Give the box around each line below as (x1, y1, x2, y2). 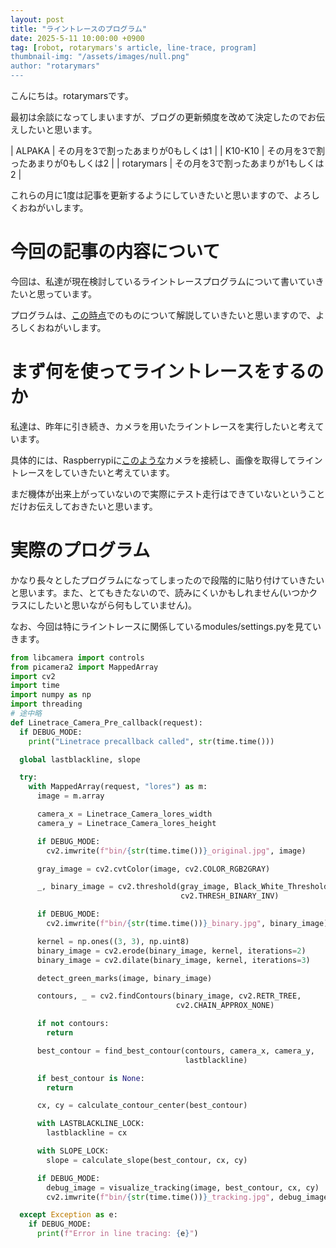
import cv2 (10, 671, 56, 681)
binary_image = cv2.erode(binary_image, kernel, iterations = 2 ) (36, 946, 307, 956)
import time (10, 681, 60, 691)
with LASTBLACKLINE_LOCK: (36, 1119, 145, 1129)
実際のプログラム (10, 539, 151, 562)
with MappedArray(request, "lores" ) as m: (28, 782, 208, 792)
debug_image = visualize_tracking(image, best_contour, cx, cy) (46, 1182, 320, 1193)
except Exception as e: (19, 1210, 118, 1220)
